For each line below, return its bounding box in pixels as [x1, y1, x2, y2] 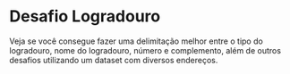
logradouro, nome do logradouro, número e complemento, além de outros [9, 45, 282, 55]
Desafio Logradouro [9, 6, 161, 27]
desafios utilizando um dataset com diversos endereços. [9, 54, 218, 65]
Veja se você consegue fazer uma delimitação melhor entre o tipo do [9, 36, 264, 46]
